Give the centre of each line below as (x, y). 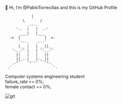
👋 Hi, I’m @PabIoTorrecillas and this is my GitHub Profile (61, 8)
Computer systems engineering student (45, 76)
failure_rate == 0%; (24, 82)
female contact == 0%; (28, 87)
